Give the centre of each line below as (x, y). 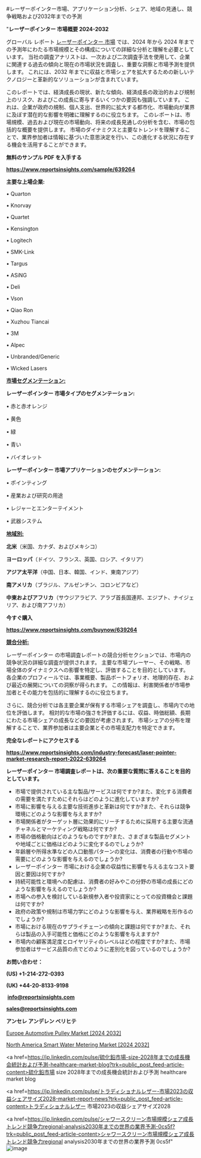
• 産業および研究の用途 (35, 495)
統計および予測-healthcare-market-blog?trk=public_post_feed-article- (98, 1065)
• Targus (17, 264)
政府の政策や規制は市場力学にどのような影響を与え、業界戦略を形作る (101, 912)
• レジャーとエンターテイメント (45, 508)
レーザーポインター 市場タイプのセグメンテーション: (71, 393)
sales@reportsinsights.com (42, 1009)
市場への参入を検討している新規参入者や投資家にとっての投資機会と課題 (104, 897)
